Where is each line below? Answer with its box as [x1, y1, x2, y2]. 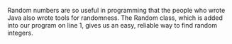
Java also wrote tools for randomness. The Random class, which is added [7, 13, 223, 22]
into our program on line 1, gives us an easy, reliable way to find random [7, 21, 218, 29]
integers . [7, 28, 33, 37]
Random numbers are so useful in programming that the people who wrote [7, 6, 226, 14]
